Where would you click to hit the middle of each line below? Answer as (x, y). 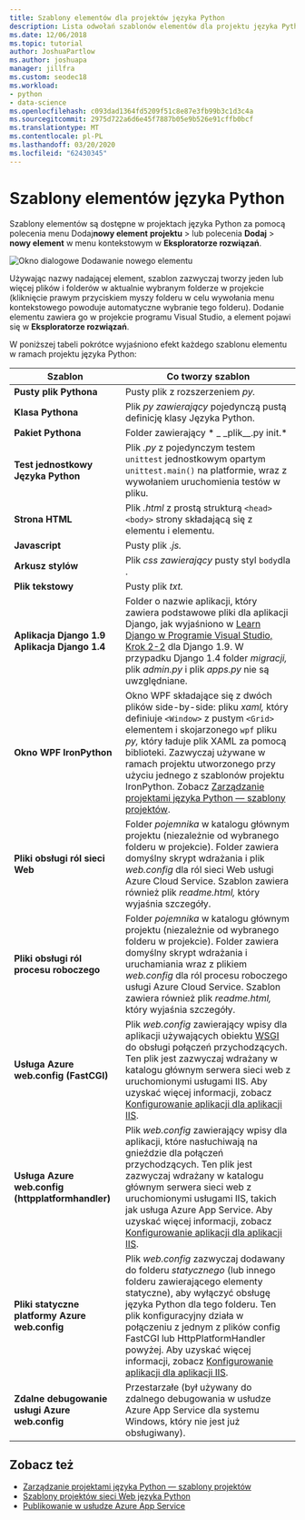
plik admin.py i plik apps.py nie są (197, 669)
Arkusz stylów (46, 565)
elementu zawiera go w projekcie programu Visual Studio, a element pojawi (150, 317)
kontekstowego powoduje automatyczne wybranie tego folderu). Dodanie (147, 307)
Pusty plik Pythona (56, 391)
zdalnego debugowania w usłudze (198, 1398)
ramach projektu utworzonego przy (201, 764)
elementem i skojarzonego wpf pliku (202, 729)
